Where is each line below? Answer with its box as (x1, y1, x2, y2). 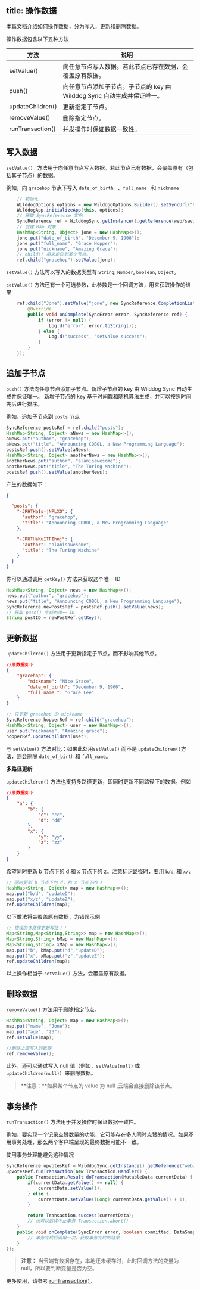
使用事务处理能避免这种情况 (6, 1151, 74, 1158)
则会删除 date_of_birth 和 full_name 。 (16, 753, 111, 760)
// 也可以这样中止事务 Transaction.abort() (27, 1218, 129, 1224)
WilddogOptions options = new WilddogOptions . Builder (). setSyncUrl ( (17, 201, 190, 207)
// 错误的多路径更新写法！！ (6, 925, 68, 931)
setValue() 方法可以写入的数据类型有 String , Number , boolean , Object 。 (6, 269, 180, 276)
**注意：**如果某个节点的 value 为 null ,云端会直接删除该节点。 (20, 1082, 176, 1089)
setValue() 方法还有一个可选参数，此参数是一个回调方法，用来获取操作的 (6, 281, 186, 288)
